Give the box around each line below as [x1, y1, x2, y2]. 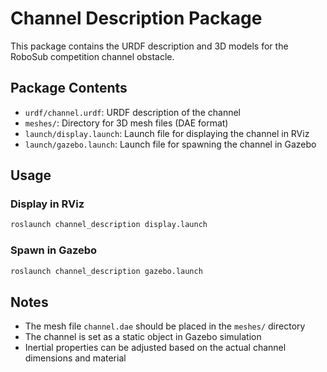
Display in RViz [10, 197, 85, 211]
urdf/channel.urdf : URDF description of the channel [24, 106, 241, 118]
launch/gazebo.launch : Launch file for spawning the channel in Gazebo [24, 138, 317, 150]
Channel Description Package [10, 7, 263, 30]
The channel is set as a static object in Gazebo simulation [24, 331, 262, 343]
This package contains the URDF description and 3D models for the [10, 40, 289, 52]
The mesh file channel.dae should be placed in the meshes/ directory [24, 320, 306, 332]
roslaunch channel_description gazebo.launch [10, 266, 203, 276]
